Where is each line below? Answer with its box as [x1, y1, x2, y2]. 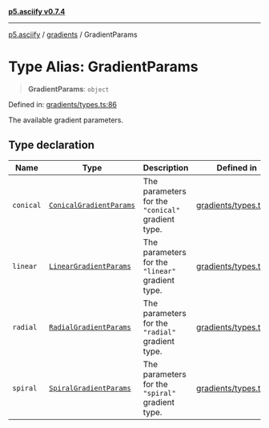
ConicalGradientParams [49, 200, 136, 210]
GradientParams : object [27, 84, 110, 94]
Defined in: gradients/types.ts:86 [8, 99, 118, 109]
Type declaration [8, 138, 94, 152]
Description [143, 162, 189, 173]
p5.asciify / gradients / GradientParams [8, 30, 138, 39]
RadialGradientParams [49, 322, 131, 331]
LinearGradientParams [49, 262, 131, 270]
